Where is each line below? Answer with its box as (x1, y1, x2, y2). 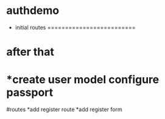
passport (6, 86, 54, 100)
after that (6, 45, 55, 59)
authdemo (6, 4, 60, 18)
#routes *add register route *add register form (6, 106, 123, 113)
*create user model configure (6, 73, 160, 87)
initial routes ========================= (15, 24, 136, 31)
